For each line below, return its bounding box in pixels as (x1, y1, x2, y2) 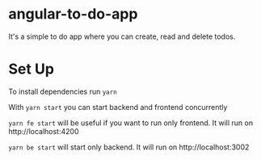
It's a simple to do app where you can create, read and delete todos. (8, 32, 236, 41)
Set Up (8, 60, 55, 78)
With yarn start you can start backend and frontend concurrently (8, 102, 228, 112)
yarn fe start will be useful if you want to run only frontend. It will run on (8, 118, 253, 128)
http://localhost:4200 (8, 126, 79, 136)
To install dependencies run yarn (8, 86, 117, 96)
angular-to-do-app (8, 5, 138, 23)
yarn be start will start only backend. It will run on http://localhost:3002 (8, 142, 250, 152)
